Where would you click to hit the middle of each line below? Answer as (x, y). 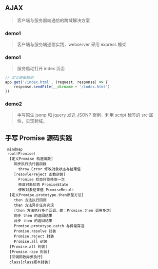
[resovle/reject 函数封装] (40, 175)
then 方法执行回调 (30, 200)
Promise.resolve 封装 (35, 231)
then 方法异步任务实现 (34, 206)
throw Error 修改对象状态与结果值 (49, 169)
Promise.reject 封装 (34, 236)
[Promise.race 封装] (30, 252)
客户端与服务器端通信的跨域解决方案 (53, 20)
